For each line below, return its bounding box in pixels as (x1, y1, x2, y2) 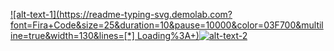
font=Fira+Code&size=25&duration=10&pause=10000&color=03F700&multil (10, 19, 324, 31)
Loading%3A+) (136, 30, 200, 41)
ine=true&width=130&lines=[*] (10, 30, 135, 41)
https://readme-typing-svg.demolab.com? (59, 9, 233, 20)
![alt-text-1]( (10, 9, 60, 20)
